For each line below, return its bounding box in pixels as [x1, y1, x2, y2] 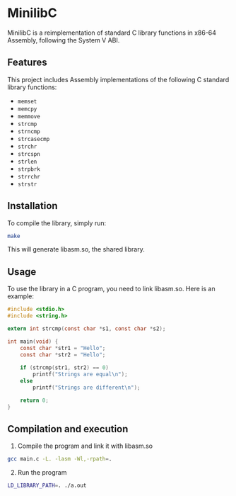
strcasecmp [17, 135, 50, 142]
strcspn [17, 150, 40, 157]
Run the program [17, 468, 67, 477]
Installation [7, 200, 58, 212]
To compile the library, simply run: [7, 218, 107, 227]
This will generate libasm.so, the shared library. [7, 245, 145, 254]
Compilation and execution [7, 423, 129, 435]
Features [7, 57, 47, 69]
